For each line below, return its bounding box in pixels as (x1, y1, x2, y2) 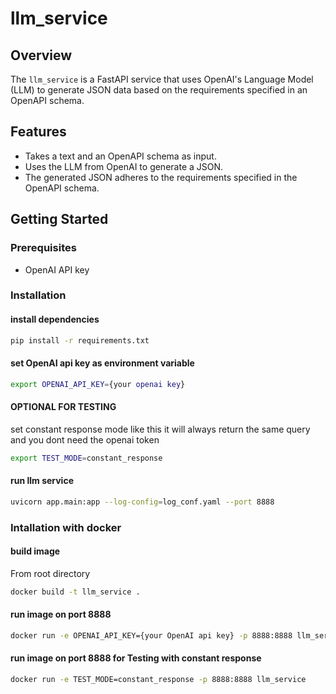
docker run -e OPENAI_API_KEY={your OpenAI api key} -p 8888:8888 (10, 630, 293, 641)
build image (10, 545, 61, 557)
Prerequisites (10, 241, 77, 255)
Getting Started (10, 211, 109, 228)
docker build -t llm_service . (10, 587, 141, 597)
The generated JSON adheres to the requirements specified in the (24, 171, 298, 183)
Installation (10, 288, 67, 302)
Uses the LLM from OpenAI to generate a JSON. (24, 160, 224, 172)
